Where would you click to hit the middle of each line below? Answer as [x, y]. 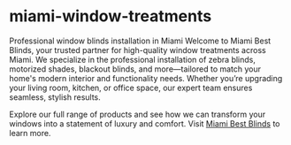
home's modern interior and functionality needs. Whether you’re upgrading [146, 78]
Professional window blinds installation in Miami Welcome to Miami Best [140, 41]
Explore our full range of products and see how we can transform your [138, 114]
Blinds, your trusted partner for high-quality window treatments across [138, 50]
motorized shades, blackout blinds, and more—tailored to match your [135, 69]
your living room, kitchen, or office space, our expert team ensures [131, 88]
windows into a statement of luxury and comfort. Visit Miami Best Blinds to [145, 123]
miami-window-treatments [111, 16]
